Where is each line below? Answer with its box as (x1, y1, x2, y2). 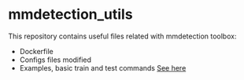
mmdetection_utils (8, 5, 133, 24)
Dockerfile (19, 46, 54, 56)
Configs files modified (19, 55, 92, 64)
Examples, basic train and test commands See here (19, 63, 187, 72)
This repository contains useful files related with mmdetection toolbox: (8, 31, 237, 41)
